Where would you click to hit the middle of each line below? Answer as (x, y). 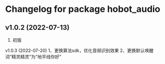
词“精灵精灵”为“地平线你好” (33, 57)
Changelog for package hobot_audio (83, 9)
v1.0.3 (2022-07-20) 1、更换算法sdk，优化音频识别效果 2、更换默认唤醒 (79, 50)
